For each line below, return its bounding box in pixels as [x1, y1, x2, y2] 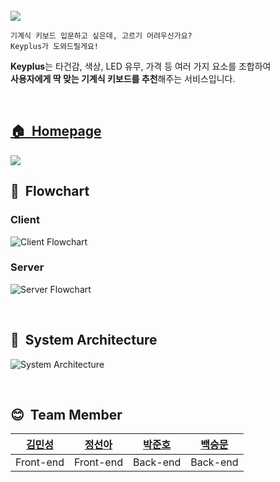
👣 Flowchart [10, 183, 90, 200]
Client [10, 213, 40, 227]
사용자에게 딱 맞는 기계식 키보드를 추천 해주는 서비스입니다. [10, 73, 236, 84]
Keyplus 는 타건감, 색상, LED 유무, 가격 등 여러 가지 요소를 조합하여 [10, 60, 272, 72]
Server [10, 260, 45, 274]
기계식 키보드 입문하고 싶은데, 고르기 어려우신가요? [10, 31, 193, 41]
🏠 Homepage [10, 123, 102, 140]
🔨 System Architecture [10, 332, 158, 349]
